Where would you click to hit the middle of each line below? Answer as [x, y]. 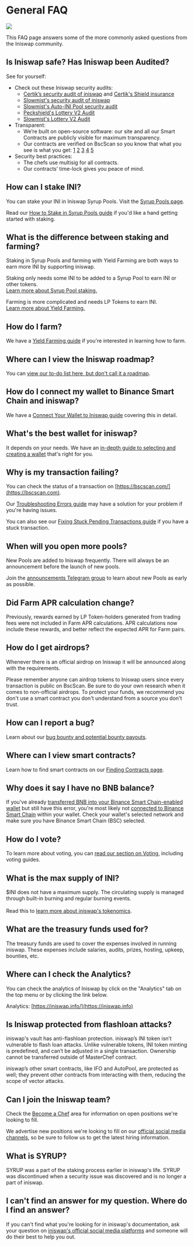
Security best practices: [43, 156]
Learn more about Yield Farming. [46, 308]
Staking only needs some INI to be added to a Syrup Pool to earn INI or [91, 278]
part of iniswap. [25, 1182]
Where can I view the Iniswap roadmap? [80, 359]
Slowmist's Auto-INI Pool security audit [70, 106]
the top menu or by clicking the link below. [57, 994]
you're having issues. [32, 510]
